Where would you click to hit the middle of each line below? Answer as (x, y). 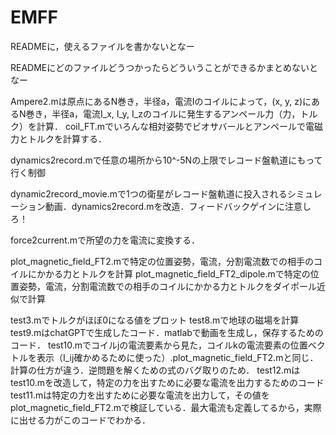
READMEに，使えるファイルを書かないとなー (102, 46)
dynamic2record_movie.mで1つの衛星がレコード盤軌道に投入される (149, 193)
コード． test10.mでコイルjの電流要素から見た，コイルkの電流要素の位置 (159, 345)
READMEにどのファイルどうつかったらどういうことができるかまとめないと (164, 67)
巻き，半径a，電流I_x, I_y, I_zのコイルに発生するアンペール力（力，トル (171, 113)
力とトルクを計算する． (58, 138)
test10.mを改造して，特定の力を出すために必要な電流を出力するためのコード (167, 382)
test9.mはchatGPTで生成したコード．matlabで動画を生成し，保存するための (167, 332)
